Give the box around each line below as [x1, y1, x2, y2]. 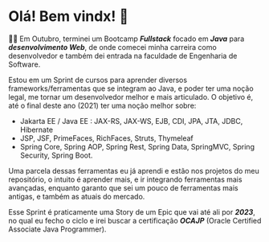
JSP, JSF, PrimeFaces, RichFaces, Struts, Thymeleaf [19, 133, 194, 143]
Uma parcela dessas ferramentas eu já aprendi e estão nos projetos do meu [8, 166, 259, 175]
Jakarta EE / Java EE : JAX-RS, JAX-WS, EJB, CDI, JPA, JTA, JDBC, [19, 116, 243, 125]
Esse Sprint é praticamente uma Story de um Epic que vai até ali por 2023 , [8, 207, 255, 216]
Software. [8, 59, 41, 69]
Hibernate [19, 125, 54, 134]
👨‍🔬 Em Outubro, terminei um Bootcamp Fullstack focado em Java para [8, 34, 245, 43]
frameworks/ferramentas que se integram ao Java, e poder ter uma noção [8, 84, 255, 93]
